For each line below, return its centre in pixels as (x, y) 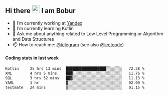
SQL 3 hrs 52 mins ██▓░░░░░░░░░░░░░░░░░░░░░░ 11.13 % (75, 78)
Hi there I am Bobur (41, 11)
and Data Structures (33, 39)
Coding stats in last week (32, 58)
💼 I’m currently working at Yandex (47, 23)
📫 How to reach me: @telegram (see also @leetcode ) (68, 44)
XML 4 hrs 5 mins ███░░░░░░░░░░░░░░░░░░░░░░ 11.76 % (75, 73)
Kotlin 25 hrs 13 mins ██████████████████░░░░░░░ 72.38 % (75, 69)
